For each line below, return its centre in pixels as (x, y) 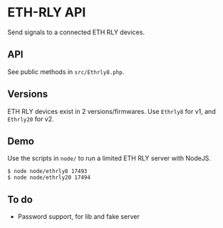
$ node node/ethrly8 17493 (47, 172)
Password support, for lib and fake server (79, 217)
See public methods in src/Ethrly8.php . (66, 71)
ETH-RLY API (47, 12)
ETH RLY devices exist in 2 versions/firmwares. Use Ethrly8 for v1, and (111, 111)
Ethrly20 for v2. (31, 119)
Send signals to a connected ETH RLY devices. (76, 32)
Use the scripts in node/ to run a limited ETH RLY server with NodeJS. (109, 158)
